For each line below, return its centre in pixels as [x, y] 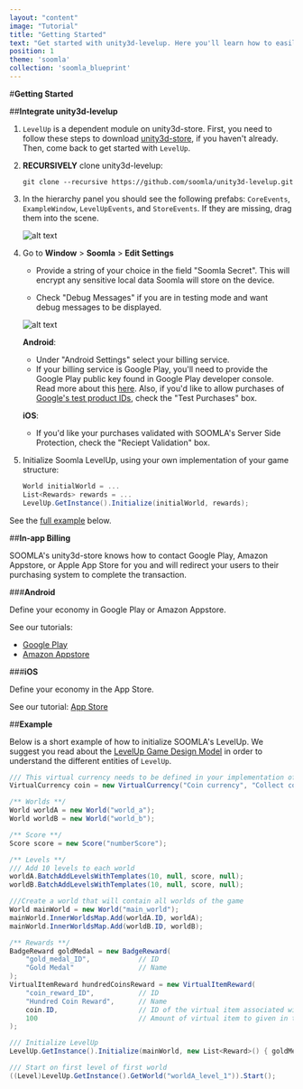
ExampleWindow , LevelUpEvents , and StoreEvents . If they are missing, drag [157, 208]
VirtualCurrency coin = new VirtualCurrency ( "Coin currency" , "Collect [147, 786]
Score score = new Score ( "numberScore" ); [88, 843]
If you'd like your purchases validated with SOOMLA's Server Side [158, 433]
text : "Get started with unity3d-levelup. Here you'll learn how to [141, 43]
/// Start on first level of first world [88, 1067]
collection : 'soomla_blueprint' [70, 69]
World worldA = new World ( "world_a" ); [82, 810]
